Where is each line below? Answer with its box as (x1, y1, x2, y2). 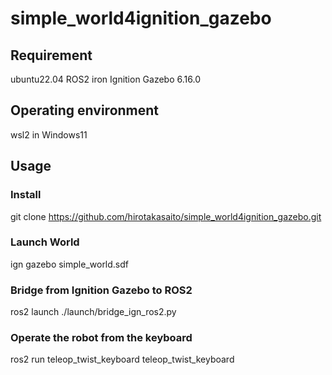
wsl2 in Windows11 (10, 128, 88, 141)
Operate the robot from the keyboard (10, 331, 193, 345)
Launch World (10, 235, 80, 249)
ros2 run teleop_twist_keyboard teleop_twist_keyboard (10, 353, 235, 366)
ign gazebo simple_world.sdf (10, 258, 130, 270)
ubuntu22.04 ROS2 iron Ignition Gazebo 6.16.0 (10, 73, 201, 85)
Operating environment (10, 102, 160, 119)
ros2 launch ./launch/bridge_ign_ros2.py (10, 306, 177, 318)
